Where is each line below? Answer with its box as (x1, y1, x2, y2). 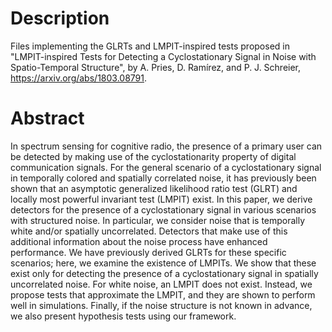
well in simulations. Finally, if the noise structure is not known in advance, (10, 299, 313, 311)
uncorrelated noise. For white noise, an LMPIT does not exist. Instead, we (10, 278, 313, 290)
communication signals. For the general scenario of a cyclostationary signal (10, 161, 322, 173)
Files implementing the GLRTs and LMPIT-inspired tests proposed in (10, 40, 290, 52)
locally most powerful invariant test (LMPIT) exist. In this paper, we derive (10, 193, 313, 205)
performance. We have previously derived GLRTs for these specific (10, 246, 287, 258)
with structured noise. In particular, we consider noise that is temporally (10, 214, 306, 226)
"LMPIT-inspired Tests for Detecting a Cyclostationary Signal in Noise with (10, 50, 317, 62)
